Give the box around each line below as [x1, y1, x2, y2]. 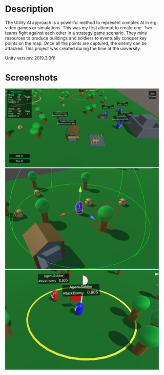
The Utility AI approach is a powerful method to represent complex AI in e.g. [5, 20, 158, 25]
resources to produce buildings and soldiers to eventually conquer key [5, 35, 147, 41]
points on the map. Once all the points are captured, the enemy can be [5, 40, 147, 46]
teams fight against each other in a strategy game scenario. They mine [5, 30, 147, 36]
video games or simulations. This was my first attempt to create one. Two [5, 24, 153, 30]
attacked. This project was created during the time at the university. [5, 45, 142, 51]
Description [5, 3, 54, 15]
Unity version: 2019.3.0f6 [5, 55, 56, 61]
